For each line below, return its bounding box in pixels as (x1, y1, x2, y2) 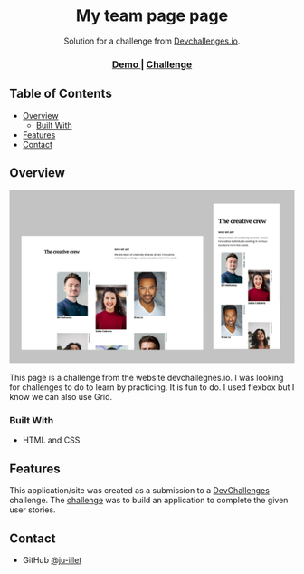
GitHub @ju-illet (22, 555, 82, 566)
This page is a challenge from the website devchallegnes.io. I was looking (9, 373, 284, 384)
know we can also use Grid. (9, 392, 113, 403)
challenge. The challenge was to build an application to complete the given (9, 495, 289, 506)
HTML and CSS (22, 434, 81, 445)
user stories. (9, 504, 56, 515)
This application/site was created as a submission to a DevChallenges (9, 485, 270, 496)
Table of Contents (9, 86, 113, 102)
